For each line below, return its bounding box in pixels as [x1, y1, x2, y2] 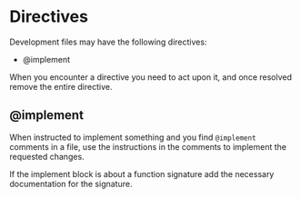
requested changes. [9, 151, 85, 162]
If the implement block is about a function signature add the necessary [9, 168, 275, 179]
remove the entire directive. [9, 81, 113, 92]
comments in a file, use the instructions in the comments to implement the [9, 141, 286, 152]
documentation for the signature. [9, 178, 133, 189]
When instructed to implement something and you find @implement [9, 132, 256, 143]
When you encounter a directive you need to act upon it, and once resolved [9, 71, 293, 83]
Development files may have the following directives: [9, 36, 207, 47]
